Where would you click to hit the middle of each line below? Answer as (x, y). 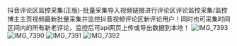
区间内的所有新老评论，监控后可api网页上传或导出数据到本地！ (98, 28)
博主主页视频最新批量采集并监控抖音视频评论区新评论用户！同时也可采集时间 (119, 19)
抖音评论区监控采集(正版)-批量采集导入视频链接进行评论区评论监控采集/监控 (117, 10)
